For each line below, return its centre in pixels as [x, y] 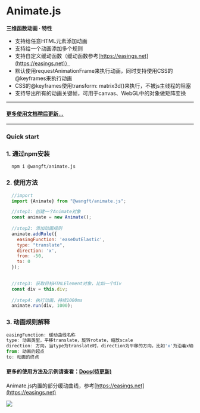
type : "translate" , [41, 245]
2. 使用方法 [22, 183]
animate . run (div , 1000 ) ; [42, 306]
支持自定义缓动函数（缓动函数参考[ [57, 56]
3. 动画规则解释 [28, 322]
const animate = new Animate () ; [52, 217]
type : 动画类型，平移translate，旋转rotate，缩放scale [70, 340]
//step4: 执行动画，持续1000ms [47, 300]
